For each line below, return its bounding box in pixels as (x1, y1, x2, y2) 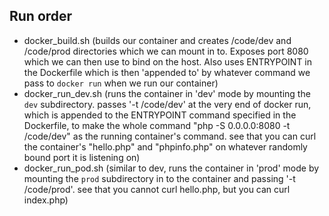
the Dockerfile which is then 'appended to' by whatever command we (23, 66, 311, 78)
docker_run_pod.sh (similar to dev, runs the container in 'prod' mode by (23, 162, 320, 174)
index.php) (23, 194, 69, 206)
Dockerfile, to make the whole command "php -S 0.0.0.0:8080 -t (23, 119, 291, 131)
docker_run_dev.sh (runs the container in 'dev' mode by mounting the (23, 87, 311, 99)
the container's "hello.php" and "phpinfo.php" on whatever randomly (23, 140, 308, 153)
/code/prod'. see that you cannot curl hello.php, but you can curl (23, 183, 291, 195)
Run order (9, 8, 73, 25)
